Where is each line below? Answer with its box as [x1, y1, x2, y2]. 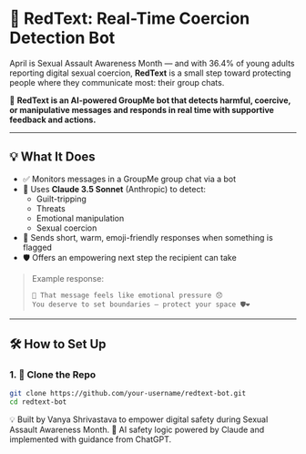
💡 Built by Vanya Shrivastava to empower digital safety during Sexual [9, 414, 269, 425]
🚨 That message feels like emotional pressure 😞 [31, 291, 223, 300]
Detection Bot [9, 27, 116, 48]
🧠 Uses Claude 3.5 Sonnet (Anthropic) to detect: [22, 183, 207, 194]
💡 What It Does [9, 150, 96, 165]
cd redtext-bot [9, 397, 67, 407]
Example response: [31, 273, 105, 284]
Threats [36, 202, 66, 213]
